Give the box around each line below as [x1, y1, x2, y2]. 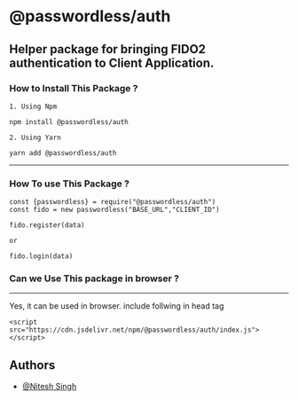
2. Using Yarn [9, 133, 62, 142]
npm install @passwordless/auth [9, 117, 129, 126]
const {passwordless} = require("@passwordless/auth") [9, 198, 216, 207]
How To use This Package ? [9, 177, 130, 190]
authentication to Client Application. [9, 55, 215, 70]
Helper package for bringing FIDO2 [9, 42, 207, 57]
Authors [9, 357, 56, 373]
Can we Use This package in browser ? [9, 272, 180, 285]
